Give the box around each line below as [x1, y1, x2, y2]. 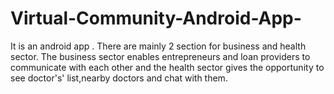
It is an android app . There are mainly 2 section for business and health [10, 40, 307, 52]
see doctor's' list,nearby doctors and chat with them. [10, 72, 228, 84]
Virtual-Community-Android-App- [10, 7, 302, 30]
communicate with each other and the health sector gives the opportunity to [10, 61, 325, 73]
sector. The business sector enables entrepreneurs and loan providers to [10, 50, 311, 62]
